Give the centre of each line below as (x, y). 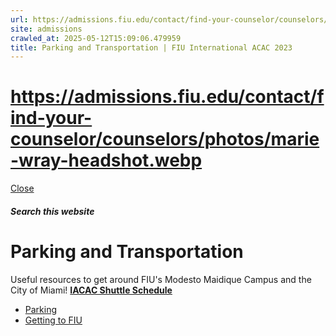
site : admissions (46, 29)
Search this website (52, 211)
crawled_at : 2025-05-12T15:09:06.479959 (96, 38)
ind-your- (51, 118)
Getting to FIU (53, 320)
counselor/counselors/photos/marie (165, 139)
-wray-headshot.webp (106, 160)
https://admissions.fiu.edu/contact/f (167, 97)
